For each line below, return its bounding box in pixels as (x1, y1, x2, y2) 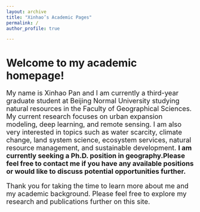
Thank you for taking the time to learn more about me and (6, 182, 189, 191)
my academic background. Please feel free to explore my (6, 189, 187, 198)
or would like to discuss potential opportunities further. (6, 167, 186, 176)
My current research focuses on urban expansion (6, 112, 163, 121)
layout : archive (6, 8, 47, 15)
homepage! (6, 69, 64, 82)
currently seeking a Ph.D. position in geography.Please (6, 152, 185, 160)
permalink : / (6, 20, 39, 26)
